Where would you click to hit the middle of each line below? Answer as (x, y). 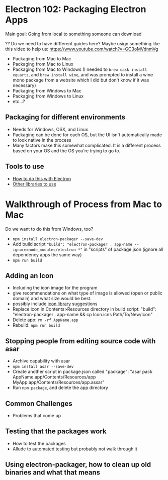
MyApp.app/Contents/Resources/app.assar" (58, 382)
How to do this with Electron (42, 178)
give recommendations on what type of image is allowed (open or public (87, 293)
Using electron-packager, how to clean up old (78, 465)
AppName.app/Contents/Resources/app (54, 377)
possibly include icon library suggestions (55, 304)
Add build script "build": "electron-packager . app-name (72, 244)
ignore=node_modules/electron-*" (48, 250)
